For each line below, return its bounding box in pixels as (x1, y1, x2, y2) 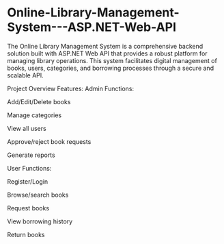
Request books (7, 204, 50, 212)
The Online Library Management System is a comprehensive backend (7, 42, 204, 50)
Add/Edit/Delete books (7, 97, 71, 106)
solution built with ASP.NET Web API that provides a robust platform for (7, 49, 208, 58)
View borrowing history (7, 217, 73, 225)
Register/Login (7, 177, 48, 186)
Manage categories (7, 111, 62, 119)
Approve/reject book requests (7, 137, 92, 145)
